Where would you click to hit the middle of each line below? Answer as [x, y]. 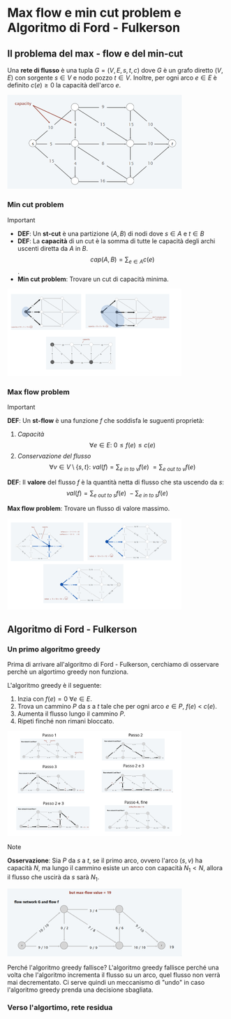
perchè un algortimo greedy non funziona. [68, 672]
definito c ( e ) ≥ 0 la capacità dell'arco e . [64, 85]
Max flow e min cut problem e [94, 13]
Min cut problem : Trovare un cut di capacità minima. [93, 279]
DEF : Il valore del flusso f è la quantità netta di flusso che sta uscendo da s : [116, 482]
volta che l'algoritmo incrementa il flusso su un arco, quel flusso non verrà [114, 975]
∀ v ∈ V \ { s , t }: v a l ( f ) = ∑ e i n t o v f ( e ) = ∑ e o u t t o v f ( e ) [122, 468]
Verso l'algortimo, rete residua [60, 1008]
